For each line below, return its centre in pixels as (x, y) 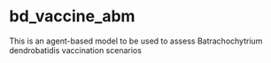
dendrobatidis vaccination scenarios (75, 50)
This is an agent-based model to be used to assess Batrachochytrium (136, 41)
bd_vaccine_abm (72, 16)
